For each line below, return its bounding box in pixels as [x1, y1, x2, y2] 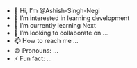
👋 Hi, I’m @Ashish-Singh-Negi [13, 7, 100, 15]
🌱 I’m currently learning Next [13, 22, 96, 29]
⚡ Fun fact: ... [13, 54, 52, 62]
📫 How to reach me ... [13, 37, 79, 44]
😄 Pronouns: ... [13, 46, 59, 55]
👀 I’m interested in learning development [13, 14, 130, 22]
